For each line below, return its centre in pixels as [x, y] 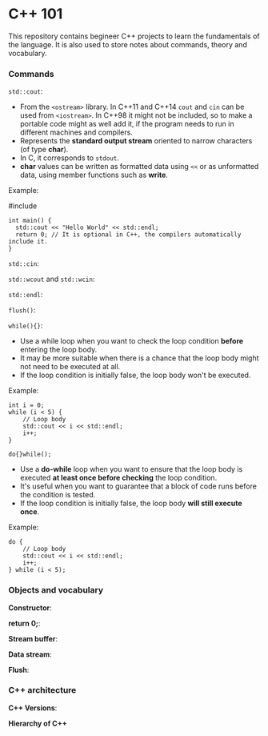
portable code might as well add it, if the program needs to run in [127, 124]
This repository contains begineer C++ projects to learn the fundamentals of [134, 36]
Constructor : [30, 607]
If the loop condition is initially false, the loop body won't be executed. [135, 375]
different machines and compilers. [76, 132]
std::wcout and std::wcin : [52, 279]
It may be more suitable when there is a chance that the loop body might [139, 358]
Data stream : [30, 654]
